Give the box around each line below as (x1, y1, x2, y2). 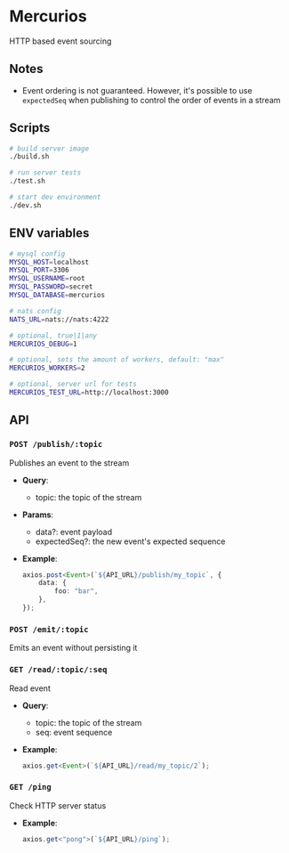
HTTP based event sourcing (9, 36, 112, 46)
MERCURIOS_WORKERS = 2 (9, 363, 86, 373)
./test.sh (9, 176, 46, 186)
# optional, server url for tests (9, 380, 138, 389)
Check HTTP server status (9, 800, 107, 811)
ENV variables (9, 225, 90, 241)
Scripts (9, 120, 51, 135)
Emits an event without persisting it (9, 643, 138, 654)
